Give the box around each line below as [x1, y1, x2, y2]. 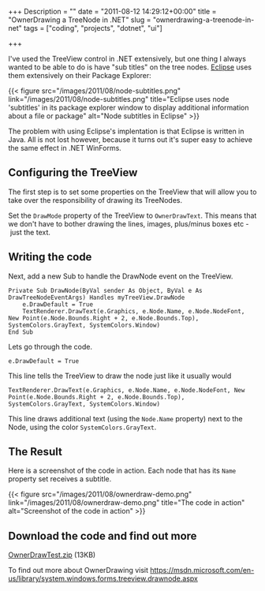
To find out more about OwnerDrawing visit [8, 566, 148, 575]
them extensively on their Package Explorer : [8, 71, 151, 80]
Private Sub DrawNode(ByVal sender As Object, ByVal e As [8, 286, 203, 294]
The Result [8, 445, 63, 458]
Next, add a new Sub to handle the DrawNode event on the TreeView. [8, 271, 233, 281]
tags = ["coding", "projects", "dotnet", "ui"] [23, 24, 163, 32]
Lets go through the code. [8, 342, 93, 351]
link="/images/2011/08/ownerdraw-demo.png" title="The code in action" [8, 498, 245, 507]
